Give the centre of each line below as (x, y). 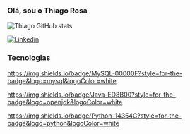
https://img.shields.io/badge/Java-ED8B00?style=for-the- (91, 95)
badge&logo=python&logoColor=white (64, 123)
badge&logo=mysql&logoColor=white (62, 80)
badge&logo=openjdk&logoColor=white (65, 102)
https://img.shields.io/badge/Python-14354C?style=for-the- (95, 116)
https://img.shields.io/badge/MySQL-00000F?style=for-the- (95, 73)
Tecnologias (29, 58)
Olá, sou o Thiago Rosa (48, 11)
